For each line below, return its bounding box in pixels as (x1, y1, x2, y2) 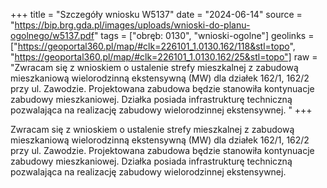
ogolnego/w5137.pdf (10, 30, 95, 41)
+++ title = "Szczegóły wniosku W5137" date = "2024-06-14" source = (10, 9, 303, 20)
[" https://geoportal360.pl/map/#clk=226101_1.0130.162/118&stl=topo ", (10, 40, 296, 52)
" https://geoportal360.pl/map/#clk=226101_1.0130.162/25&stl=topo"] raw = (10, 51, 318, 63)
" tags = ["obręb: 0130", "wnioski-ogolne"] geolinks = (93, 30, 315, 41)
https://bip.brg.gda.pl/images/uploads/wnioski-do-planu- (14, 19, 251, 31)
